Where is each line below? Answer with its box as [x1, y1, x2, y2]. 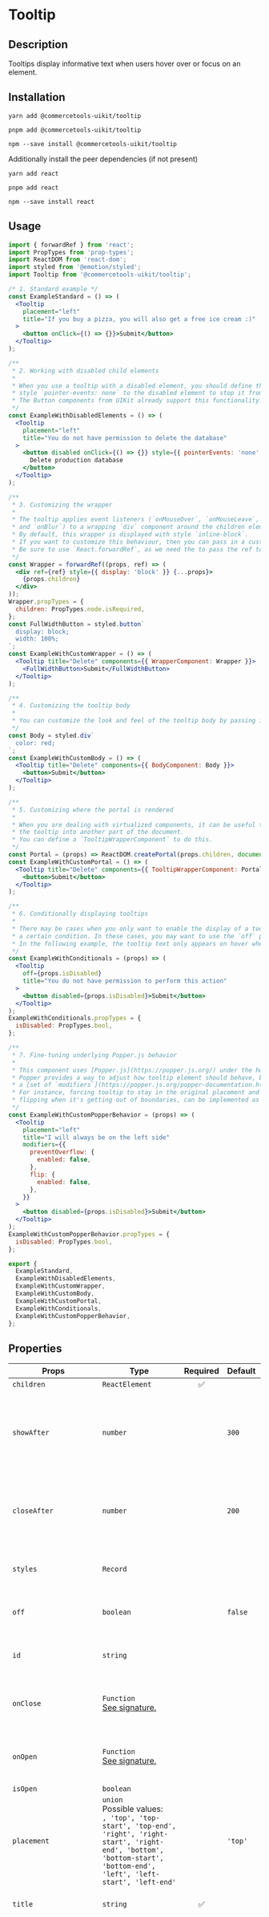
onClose [12, 1699, 42, 1708]
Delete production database [29, 456, 124, 465]
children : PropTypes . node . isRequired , [15, 604, 146, 613]
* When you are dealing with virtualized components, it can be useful [11, 820, 256, 828]
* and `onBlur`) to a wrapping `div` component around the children [11, 523, 246, 531]
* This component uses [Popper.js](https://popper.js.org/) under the [11, 1066, 252, 1074]
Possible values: [102, 1804, 163, 1815]
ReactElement [102, 1380, 152, 1390]
